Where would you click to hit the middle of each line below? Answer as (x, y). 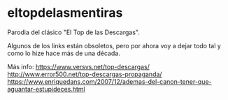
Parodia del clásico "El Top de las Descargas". (73, 32)
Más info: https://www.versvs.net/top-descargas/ (79, 66)
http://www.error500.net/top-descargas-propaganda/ (85, 74)
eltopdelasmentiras (65, 13)
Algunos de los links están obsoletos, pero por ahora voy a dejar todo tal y (114, 45)
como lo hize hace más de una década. (64, 53)
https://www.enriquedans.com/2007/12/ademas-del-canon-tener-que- (109, 81)
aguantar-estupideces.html (46, 89)
